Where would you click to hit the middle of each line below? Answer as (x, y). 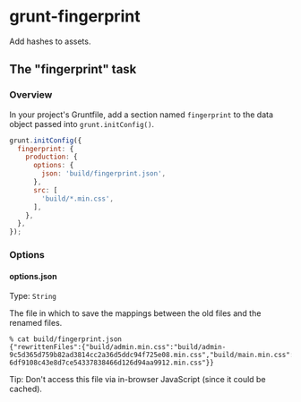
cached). (26, 389)
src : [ (45, 190)
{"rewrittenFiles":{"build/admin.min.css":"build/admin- (118, 347)
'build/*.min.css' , (78, 199)
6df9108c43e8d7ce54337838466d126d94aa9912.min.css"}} (112, 363)
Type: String (33, 296)
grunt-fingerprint (75, 17)
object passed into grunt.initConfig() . (82, 124)
